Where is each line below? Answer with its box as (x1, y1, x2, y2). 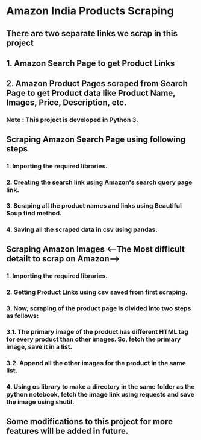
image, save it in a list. (6, 343, 72, 351)
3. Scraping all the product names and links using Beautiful (6, 202, 182, 210)
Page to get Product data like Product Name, (6, 88, 176, 98)
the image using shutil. (6, 398, 75, 406)
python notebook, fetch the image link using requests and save (6, 391, 194, 399)
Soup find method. (6, 209, 62, 218)
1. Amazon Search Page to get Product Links (6, 58, 175, 68)
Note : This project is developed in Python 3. (6, 116, 138, 124)
